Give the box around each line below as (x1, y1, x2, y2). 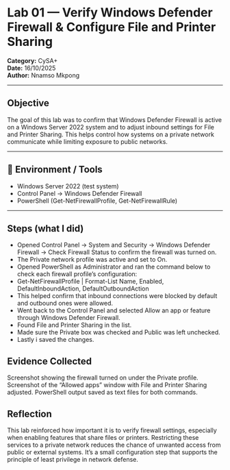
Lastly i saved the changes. (16, 336, 94, 344)
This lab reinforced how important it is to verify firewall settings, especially (7, 426, 217, 434)
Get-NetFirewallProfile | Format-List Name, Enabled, (16, 277, 164, 286)
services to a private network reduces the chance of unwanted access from (7, 441, 221, 449)
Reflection (7, 408, 53, 419)
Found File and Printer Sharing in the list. (16, 321, 132, 330)
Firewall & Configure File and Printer (7, 19, 216, 35)
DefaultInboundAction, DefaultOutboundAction (16, 284, 149, 293)
